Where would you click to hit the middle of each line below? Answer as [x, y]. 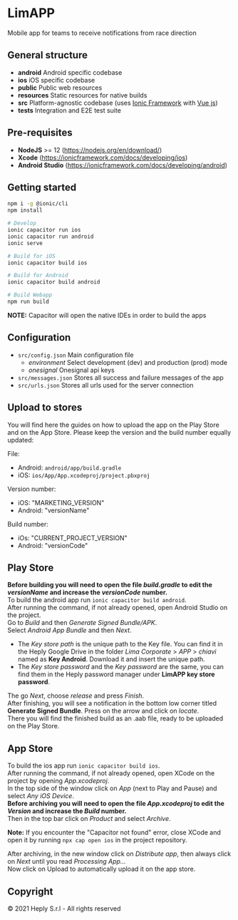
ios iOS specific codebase [56, 80]
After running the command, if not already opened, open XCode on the [111, 773]
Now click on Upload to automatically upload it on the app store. [102, 869]
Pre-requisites [40, 133]
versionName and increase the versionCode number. [87, 592]
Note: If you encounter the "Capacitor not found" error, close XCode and [114, 832]
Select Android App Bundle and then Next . [69, 630]
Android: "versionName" [53, 510]
